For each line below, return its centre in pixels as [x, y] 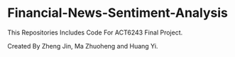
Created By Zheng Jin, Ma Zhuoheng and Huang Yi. [83, 46]
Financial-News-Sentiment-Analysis [118, 13]
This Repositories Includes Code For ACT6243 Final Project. [95, 32]
